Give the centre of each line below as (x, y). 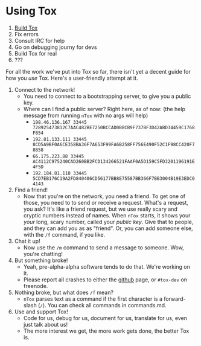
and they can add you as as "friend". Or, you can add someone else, (108, 228)
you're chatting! (43, 254)
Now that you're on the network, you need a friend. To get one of (104, 196)
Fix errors (26, 34)
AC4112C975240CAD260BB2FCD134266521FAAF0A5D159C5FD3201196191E (113, 161)
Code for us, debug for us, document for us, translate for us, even (105, 318)
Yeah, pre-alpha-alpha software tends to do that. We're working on (107, 266)
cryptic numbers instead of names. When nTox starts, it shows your (107, 215)
